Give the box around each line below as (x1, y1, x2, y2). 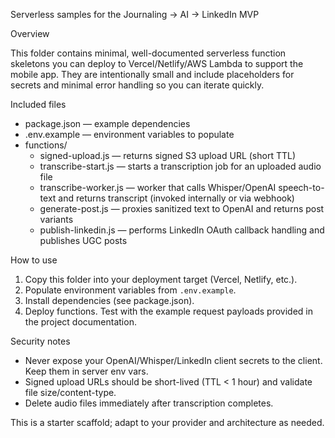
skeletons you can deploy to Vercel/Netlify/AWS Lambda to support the (10, 58, 304, 69)
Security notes (10, 335, 71, 347)
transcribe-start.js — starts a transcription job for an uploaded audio (39, 160, 322, 172)
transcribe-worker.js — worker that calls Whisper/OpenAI (39, 182, 277, 193)
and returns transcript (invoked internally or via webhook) (58, 192, 295, 204)
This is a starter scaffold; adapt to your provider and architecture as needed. (10, 417, 325, 428)
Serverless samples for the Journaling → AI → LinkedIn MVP (10, 9, 260, 20)
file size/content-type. (24, 387, 117, 398)
